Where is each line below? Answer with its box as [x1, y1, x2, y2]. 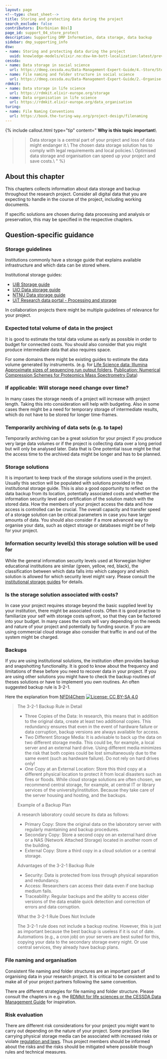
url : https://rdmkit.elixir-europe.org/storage [9, 90, 110, 95]
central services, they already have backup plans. [17, 944, 119, 950]
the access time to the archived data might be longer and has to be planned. [5, 451, 162, 457]
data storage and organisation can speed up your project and [29, 153, 156, 159]
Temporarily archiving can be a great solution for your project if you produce [5, 436, 162, 441]
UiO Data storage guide [12, 287, 61, 293]
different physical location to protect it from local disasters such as [24, 771, 162, 777]
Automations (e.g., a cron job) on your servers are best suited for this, [17, 934, 161, 940]
